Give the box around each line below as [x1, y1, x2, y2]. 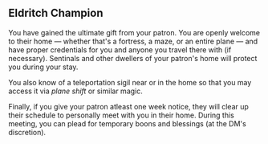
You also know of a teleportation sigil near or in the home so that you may [8, 77, 252, 87]
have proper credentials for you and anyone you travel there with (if [8, 44, 232, 55]
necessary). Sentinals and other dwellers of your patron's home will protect [8, 53, 258, 63]
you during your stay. [8, 62, 79, 72]
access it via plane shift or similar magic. [8, 86, 143, 96]
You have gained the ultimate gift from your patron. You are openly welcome [8, 27, 261, 37]
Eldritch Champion [8, 6, 104, 20]
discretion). [8, 127, 47, 137]
